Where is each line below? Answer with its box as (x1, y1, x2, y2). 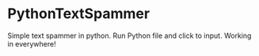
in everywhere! (7, 39, 56, 48)
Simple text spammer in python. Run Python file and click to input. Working (7, 31, 252, 40)
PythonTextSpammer (7, 5, 150, 23)
